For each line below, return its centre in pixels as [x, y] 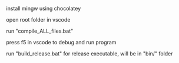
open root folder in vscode [38, 20]
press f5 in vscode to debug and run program [61, 42]
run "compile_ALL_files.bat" [40, 31]
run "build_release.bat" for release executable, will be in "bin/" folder [89, 54]
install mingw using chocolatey [44, 8]
